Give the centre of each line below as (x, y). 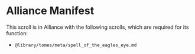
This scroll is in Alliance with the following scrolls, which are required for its (97, 27)
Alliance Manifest (50, 11)
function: (17, 33)
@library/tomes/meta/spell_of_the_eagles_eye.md (76, 45)
